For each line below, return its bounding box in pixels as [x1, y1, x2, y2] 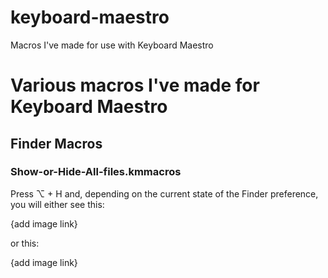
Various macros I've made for [10, 74, 260, 97]
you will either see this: [10, 198, 105, 210]
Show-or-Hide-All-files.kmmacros [10, 165, 182, 179]
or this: [10, 237, 40, 249]
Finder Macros [10, 135, 103, 152]
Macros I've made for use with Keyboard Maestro [10, 39, 214, 51]
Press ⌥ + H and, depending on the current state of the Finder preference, [10, 187, 319, 200]
